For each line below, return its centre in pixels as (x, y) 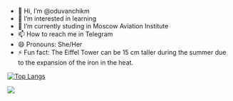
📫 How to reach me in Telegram (65, 34)
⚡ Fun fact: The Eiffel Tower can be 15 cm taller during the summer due (122, 52)
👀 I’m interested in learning (57, 18)
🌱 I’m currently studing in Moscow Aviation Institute (93, 26)
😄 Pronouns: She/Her (50, 44)
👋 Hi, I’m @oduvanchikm (54, 11)
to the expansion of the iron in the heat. (76, 63)
